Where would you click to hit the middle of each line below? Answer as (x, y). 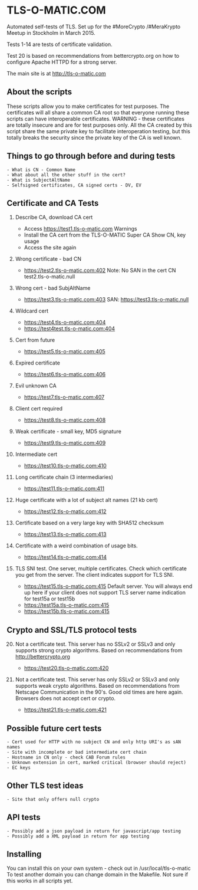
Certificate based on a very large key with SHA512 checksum (90, 523)
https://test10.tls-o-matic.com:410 (65, 466)
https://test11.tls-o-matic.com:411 (64, 489)
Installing (24, 854)
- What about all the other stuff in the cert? (66, 175)
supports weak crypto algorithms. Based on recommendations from (97, 686)
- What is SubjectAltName (38, 180)
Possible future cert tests (54, 728)
